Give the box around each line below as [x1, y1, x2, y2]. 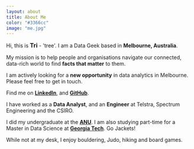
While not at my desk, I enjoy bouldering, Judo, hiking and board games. [6, 137, 183, 144]
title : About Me [6, 14, 46, 20]
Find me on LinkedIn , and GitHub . [6, 89, 89, 96]
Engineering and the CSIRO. [6, 107, 74, 114]
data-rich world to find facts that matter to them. [6, 60, 126, 67]
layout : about [6, 8, 41, 15]
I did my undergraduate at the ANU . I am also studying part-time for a [6, 119, 176, 126]
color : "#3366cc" [6, 20, 49, 25]
